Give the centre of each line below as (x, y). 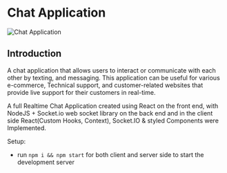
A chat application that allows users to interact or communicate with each (111, 70)
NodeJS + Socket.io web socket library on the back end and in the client (110, 113)
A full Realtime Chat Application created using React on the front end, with (113, 106)
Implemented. (27, 128)
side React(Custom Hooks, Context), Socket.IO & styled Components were (113, 120)
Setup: (17, 141)
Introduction (34, 54)
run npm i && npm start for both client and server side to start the (111, 154)
